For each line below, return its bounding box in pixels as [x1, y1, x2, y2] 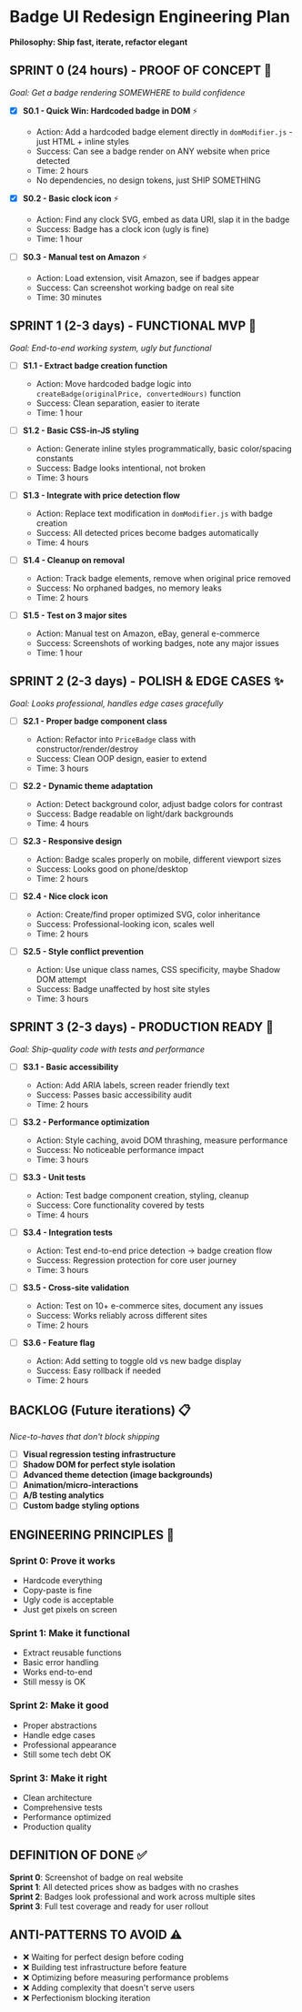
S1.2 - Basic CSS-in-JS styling [22, 425, 139, 436]
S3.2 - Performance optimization [22, 1117, 150, 1127]
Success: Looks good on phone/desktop [35, 863, 188, 875]
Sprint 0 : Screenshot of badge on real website [9, 1872, 184, 1883]
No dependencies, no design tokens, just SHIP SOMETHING [35, 175, 261, 186]
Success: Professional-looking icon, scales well [35, 918, 216, 929]
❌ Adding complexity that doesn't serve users [22, 1982, 196, 1993]
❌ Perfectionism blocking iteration [22, 1992, 151, 2003]
